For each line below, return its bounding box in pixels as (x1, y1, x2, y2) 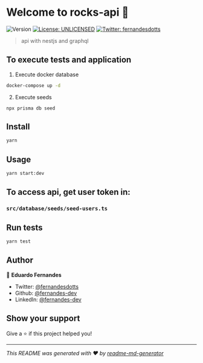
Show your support (6, 313, 80, 324)
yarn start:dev (6, 171, 45, 177)
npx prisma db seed (6, 105, 56, 111)
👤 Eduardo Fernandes (6, 271, 62, 278)
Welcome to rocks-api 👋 (6, 5, 129, 19)
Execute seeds (14, 93, 53, 100)
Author (6, 255, 33, 266)
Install (6, 122, 30, 132)
